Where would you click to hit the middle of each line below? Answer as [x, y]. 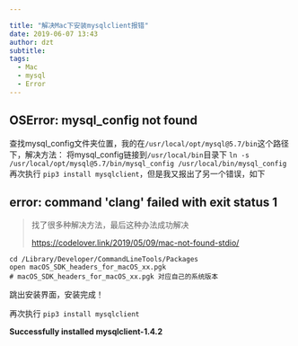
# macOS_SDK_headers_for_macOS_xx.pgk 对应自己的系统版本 [114, 277]
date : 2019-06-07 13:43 [54, 34]
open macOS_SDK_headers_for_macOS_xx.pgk [88, 267]
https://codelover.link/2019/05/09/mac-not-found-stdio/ [135, 243]
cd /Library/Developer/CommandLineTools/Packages [104, 260]
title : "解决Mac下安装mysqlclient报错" [79, 25]
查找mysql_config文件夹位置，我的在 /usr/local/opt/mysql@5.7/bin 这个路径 [149, 143]
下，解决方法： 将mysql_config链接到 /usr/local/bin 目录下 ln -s [129, 155]
